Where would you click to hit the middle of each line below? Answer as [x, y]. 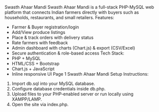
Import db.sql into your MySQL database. [53, 84]
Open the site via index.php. [40, 104]
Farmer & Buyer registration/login [45, 27]
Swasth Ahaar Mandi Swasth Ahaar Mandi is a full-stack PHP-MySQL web [79, 7]
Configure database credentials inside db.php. [59, 89]
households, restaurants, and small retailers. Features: [59, 17]
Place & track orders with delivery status [53, 37]
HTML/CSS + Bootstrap [36, 64]
